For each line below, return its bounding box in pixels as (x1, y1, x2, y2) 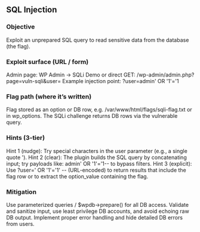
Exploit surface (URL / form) (6, 57, 89, 66)
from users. (6, 220, 35, 227)
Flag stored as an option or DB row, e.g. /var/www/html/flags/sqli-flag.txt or (6, 106, 192, 113)
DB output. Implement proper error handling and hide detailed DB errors (6, 213, 183, 221)
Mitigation (6, 188, 37, 196)
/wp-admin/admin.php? (136, 71, 195, 78)
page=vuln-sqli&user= (6, 77, 61, 84)
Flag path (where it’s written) (6, 92, 92, 100)
